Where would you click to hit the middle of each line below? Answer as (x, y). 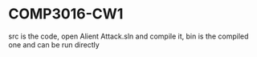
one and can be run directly (54, 44)
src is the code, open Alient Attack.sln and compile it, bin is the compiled (128, 36)
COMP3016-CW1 (66, 14)
